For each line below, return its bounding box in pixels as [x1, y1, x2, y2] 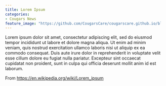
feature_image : [5, 21, 37, 26]
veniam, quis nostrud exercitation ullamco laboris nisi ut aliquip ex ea [5, 45, 145, 51]
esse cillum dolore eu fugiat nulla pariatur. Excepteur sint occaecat [5, 55, 141, 61]
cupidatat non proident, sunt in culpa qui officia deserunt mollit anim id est [5, 60, 157, 66]
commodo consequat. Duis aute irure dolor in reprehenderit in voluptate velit [5, 50, 161, 56]
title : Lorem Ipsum [5, 7, 45, 12]
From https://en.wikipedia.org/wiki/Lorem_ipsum [5, 75, 104, 81]
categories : [5, 12, 30, 17]
